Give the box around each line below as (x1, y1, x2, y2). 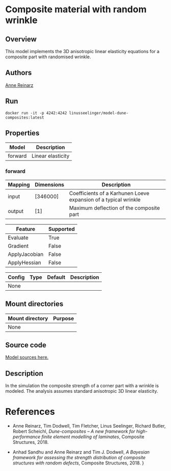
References (5, 406, 55, 417)
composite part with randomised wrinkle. (5, 54, 92, 60)
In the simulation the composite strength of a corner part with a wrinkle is (5, 383, 159, 389)
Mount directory (8, 315, 48, 322)
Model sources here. (5, 354, 49, 361)
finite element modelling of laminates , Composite (41, 434, 145, 440)
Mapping (8, 181, 30, 188)
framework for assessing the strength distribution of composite (12, 455, 146, 461)
